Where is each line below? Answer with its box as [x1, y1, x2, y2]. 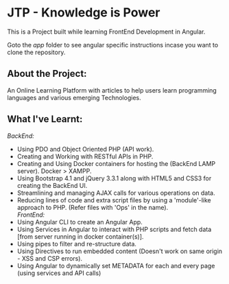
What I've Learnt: [7, 113, 83, 125]
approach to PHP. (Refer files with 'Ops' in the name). [16, 203, 169, 211]
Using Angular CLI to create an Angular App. [16, 217, 143, 226]
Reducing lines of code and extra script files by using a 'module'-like [16, 196, 211, 204]
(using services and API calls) [16, 269, 101, 277]
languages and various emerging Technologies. [7, 93, 142, 102]
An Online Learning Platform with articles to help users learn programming [7, 86, 217, 94]
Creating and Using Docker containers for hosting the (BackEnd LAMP [16, 159, 216, 167]
